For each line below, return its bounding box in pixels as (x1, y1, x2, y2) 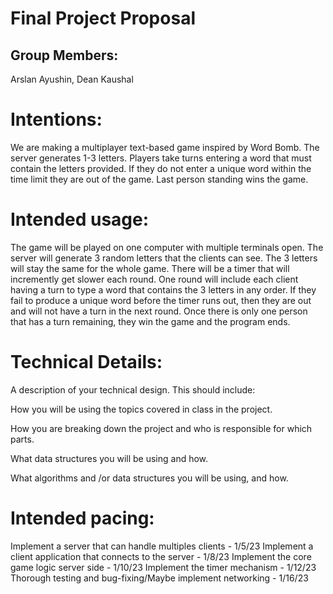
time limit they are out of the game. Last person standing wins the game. (10, 173, 309, 185)
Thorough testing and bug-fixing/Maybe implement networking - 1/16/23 (10, 572, 309, 584)
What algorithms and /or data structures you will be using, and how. (10, 472, 289, 484)
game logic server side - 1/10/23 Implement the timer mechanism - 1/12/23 (10, 561, 317, 573)
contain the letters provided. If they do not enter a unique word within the (10, 162, 312, 174)
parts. (10, 433, 35, 445)
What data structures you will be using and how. (10, 452, 209, 464)
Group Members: (10, 47, 119, 64)
